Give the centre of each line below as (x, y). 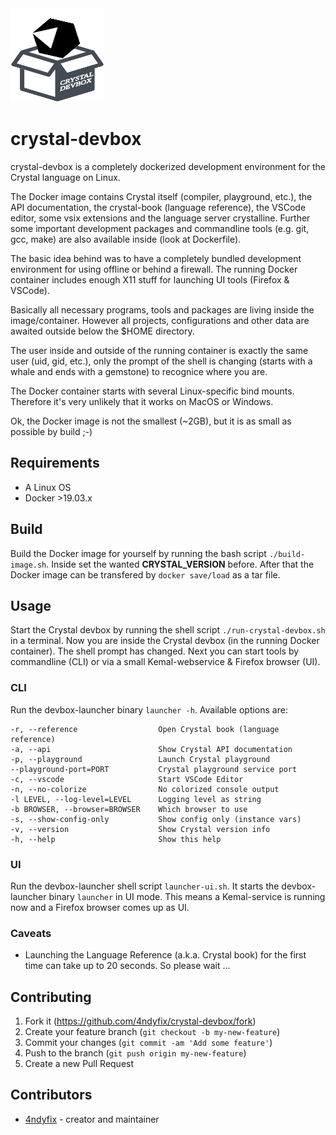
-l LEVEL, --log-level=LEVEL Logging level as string (136, 799)
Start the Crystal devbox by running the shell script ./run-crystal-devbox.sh (168, 630)
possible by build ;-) (51, 431)
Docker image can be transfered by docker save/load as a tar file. (145, 574)
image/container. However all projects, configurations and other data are (160, 320)
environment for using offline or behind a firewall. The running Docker (154, 269)
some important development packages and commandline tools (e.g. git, (160, 228)
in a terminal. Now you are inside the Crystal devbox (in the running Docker (165, 641)
